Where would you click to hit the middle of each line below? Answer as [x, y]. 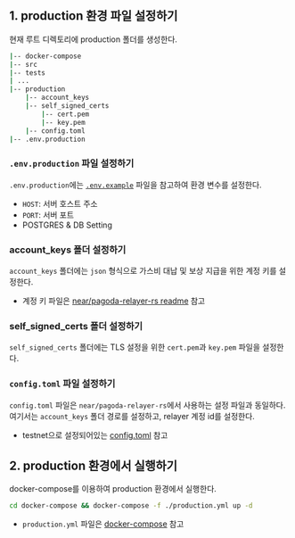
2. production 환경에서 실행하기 [94, 466]
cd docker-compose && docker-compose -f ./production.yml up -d [131, 506]
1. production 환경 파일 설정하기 [94, 16]
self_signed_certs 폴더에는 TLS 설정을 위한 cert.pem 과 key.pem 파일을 [135, 347]
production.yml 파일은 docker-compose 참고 [103, 524]
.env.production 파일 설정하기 [72, 163]
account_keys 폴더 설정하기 [68, 250]
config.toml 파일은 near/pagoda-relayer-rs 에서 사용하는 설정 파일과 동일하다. [147, 405]
